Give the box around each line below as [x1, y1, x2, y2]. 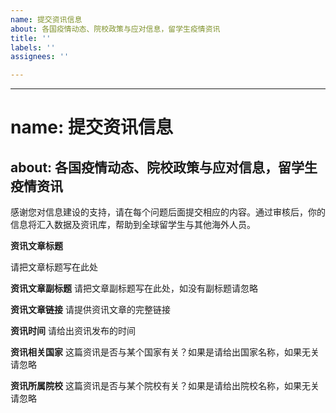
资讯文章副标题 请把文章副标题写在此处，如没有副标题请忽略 [10, 282, 258, 295]
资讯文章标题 [10, 240, 63, 252]
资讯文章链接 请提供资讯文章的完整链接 [10, 304, 171, 316]
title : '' [10, 33, 52, 43]
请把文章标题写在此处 [10, 261, 98, 273]
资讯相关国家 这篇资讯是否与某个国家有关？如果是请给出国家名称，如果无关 [10, 346, 320, 358]
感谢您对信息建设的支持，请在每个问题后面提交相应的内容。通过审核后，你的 [10, 206, 326, 218]
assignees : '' [10, 52, 70, 62]
